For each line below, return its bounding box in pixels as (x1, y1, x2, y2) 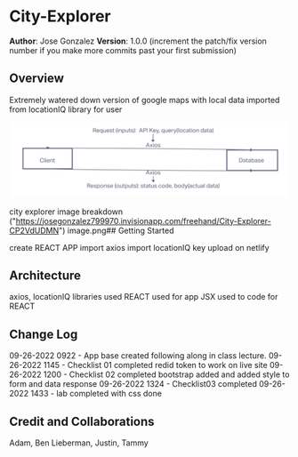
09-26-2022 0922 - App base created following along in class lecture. (9, 350, 267, 361)
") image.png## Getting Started (58, 225, 175, 236)
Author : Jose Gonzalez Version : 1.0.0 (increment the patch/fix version (9, 36, 267, 46)
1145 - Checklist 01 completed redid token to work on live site (43, 360, 269, 371)
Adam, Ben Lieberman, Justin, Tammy (9, 437, 149, 448)
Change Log (9, 326, 78, 341)
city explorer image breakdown (9, 206, 124, 217)
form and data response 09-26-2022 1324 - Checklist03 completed (9, 379, 258, 389)
